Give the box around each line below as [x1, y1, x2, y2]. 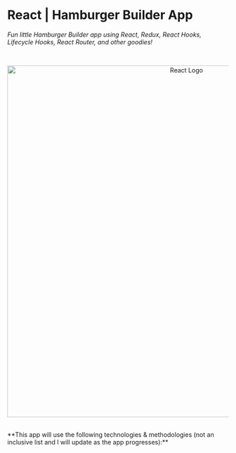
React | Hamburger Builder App [7, 7, 193, 23]
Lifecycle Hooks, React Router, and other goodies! [7, 37, 153, 46]
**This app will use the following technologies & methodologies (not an [7, 430, 214, 439]
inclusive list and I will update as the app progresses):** [7, 438, 169, 446]
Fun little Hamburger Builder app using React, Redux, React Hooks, [7, 30, 202, 39]
